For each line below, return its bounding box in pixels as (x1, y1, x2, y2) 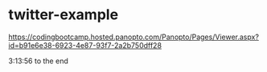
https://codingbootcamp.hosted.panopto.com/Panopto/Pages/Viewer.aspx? (8, 32, 260, 42)
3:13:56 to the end (8, 56, 68, 66)
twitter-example (8, 6, 119, 24)
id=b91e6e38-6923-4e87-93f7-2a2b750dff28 (8, 40, 162, 50)
